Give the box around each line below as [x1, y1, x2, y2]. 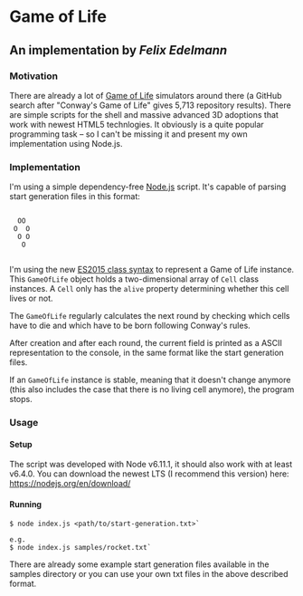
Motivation [9, 70, 59, 82]
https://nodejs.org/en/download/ [9, 478, 131, 489]
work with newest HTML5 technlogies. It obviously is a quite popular [9, 119, 264, 130]
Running [9, 498, 43, 509]
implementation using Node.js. [9, 138, 123, 149]
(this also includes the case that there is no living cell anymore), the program [9, 384, 295, 395]
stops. [9, 394, 33, 405]
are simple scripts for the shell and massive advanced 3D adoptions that [9, 109, 279, 120]
